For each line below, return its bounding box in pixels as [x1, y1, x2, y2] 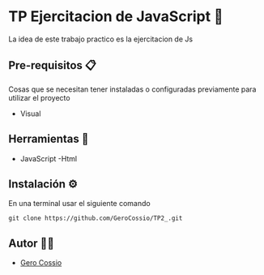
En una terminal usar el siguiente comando [8, 199, 151, 208]
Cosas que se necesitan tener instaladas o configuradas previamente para [8, 84, 257, 94]
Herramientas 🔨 [8, 132, 89, 146]
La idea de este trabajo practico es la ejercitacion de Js [8, 34, 193, 44]
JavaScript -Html [19, 153, 78, 163]
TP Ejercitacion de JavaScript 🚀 [8, 7, 224, 26]
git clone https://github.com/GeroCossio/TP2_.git [8, 214, 183, 222]
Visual [19, 109, 41, 118]
